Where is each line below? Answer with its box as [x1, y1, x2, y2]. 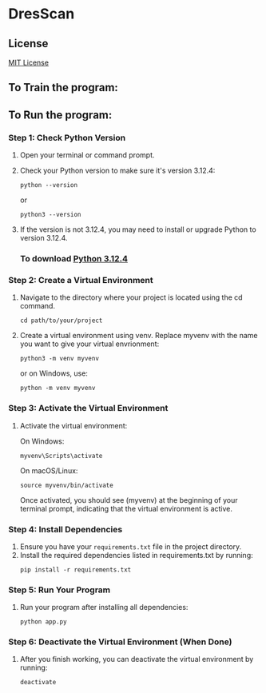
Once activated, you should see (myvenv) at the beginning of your [19, 495, 238, 504]
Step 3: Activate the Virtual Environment [8, 403, 169, 414]
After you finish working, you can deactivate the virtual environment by [19, 655, 254, 664]
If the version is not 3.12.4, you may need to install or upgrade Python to [19, 225, 257, 234]
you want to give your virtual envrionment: [19, 339, 160, 348]
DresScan [8, 5, 75, 23]
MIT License [8, 58, 50, 67]
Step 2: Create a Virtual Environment [8, 274, 153, 285]
